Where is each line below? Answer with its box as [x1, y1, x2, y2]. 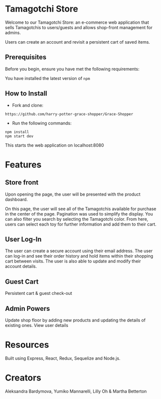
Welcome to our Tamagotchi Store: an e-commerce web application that [5, 19, 149, 25]
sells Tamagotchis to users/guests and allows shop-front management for [5, 24, 153, 30]
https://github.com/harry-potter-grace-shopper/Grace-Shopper [5, 111, 133, 117]
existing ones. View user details [5, 322, 69, 328]
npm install [5, 129, 29, 134]
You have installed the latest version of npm [5, 75, 90, 81]
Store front [5, 178, 39, 187]
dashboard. [5, 196, 28, 202]
